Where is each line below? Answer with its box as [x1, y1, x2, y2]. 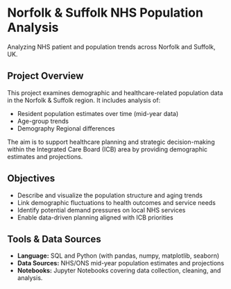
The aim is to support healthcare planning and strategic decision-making [7, 138, 215, 146]
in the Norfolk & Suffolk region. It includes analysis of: [7, 96, 161, 104]
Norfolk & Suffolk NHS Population [7, 5, 203, 21]
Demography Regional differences [17, 124, 116, 133]
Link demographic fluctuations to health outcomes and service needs [17, 198, 216, 206]
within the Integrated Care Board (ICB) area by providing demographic [7, 144, 208, 154]
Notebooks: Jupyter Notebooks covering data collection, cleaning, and [17, 266, 221, 275]
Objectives [7, 172, 55, 185]
